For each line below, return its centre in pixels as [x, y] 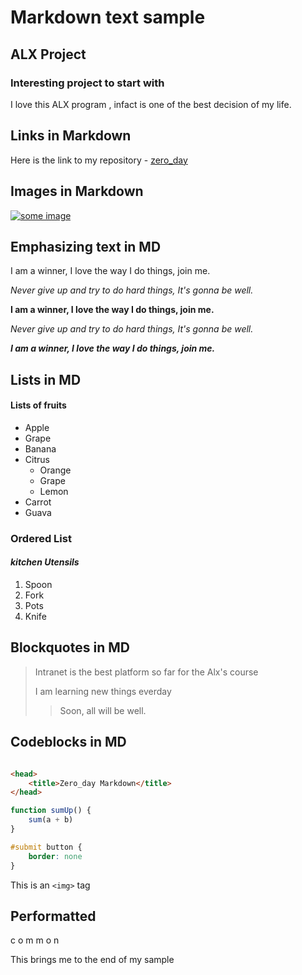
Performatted [53, 916]
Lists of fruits [38, 405]
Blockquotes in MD [70, 647]
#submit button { [46, 847]
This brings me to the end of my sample [92, 960]
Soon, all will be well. [103, 710]
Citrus [37, 459]
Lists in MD [46, 379]
